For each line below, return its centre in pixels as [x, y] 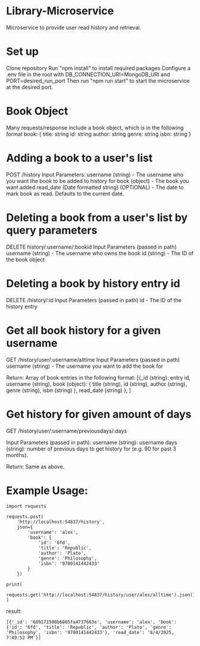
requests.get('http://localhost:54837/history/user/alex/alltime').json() [101, 595]
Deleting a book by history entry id [93, 283]
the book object [26, 259]
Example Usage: [47, 490]
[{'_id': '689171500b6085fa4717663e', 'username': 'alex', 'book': [92, 622]
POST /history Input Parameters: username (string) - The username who [95, 175]
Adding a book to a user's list [79, 158]
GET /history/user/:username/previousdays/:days [66, 431]
